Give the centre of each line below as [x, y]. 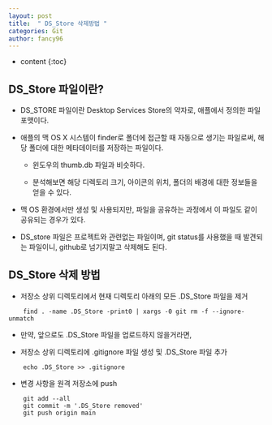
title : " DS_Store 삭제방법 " [58, 24]
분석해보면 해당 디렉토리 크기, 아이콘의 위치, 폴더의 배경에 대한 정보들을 [145, 182]
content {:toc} [43, 62]
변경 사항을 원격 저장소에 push [69, 383]
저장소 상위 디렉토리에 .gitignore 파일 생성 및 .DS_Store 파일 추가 [123, 352]
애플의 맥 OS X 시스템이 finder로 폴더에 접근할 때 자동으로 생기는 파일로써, [138, 138]
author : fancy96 [36, 39]
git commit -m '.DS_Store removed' [83, 406]
